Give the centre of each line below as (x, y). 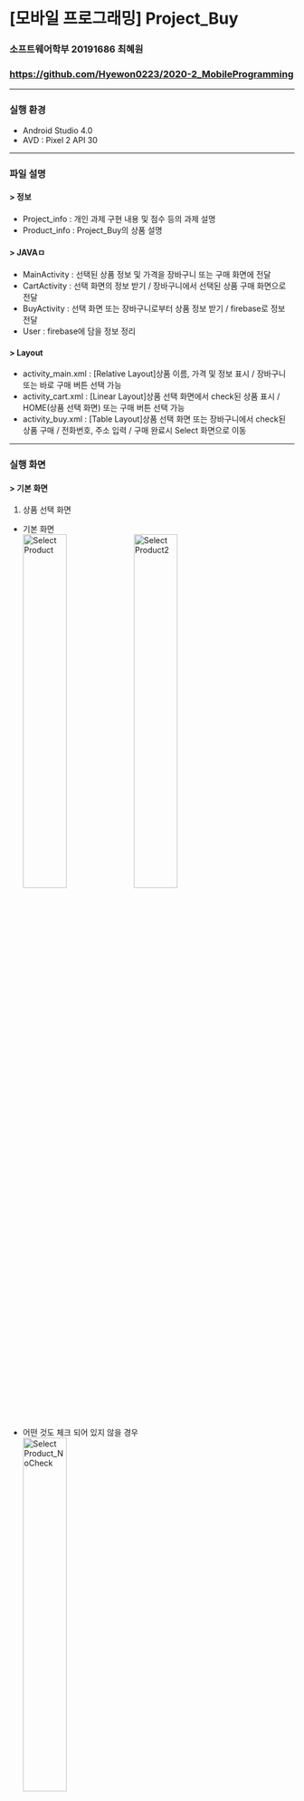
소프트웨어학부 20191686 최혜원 (76, 49)
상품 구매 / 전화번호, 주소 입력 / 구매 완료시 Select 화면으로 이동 (134, 431)
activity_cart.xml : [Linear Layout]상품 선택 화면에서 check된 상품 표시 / (151, 396)
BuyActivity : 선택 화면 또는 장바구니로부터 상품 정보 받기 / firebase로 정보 (154, 308)
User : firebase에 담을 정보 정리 (79, 331)
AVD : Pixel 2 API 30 (60, 140)
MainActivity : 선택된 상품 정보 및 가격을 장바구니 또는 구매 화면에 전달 (147, 275)
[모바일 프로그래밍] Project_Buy (124, 19)
